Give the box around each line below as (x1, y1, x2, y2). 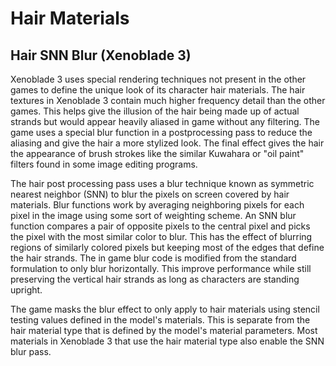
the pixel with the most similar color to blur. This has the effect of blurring (10, 231, 313, 242)
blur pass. (10, 346, 52, 357)
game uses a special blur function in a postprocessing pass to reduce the (10, 127, 313, 138)
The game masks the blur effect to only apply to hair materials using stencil (10, 303, 320, 315)
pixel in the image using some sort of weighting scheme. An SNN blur (10, 210, 297, 221)
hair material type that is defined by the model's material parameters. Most (10, 325, 318, 336)
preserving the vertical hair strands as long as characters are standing (10, 273, 300, 285)
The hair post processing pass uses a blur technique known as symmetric (10, 178, 315, 189)
